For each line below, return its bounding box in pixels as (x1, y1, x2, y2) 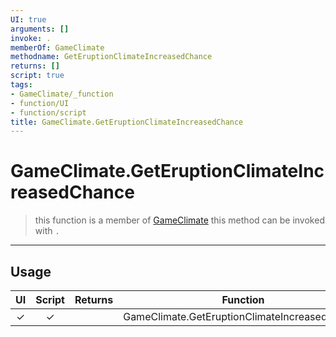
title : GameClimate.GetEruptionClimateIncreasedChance (10, 117, 244, 127)
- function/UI (10, 98, 70, 108)
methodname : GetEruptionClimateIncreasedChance (10, 52, 213, 62)
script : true (10, 71, 65, 81)
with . (34, 225, 60, 237)
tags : (10, 80, 33, 90)
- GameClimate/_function (10, 89, 114, 99)
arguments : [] (10, 24, 70, 34)
